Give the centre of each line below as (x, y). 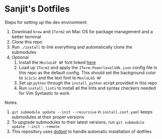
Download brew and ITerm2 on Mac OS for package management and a (82, 31)
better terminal (26, 37)
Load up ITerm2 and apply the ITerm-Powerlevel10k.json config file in (88, 67)
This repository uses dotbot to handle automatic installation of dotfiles (81, 131)
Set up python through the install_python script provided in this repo (88, 83)
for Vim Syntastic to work (44, 93)
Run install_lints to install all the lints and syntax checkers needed (87, 88)
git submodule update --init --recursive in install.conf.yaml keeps (82, 111)
